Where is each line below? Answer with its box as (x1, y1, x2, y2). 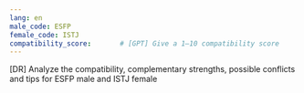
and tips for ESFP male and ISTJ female (9, 74, 158, 85)
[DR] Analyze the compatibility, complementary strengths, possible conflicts (9, 64, 296, 75)
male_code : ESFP (9, 22, 71, 31)
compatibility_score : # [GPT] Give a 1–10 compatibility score (9, 38, 280, 48)
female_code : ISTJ (9, 30, 79, 39)
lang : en (9, 13, 43, 23)
